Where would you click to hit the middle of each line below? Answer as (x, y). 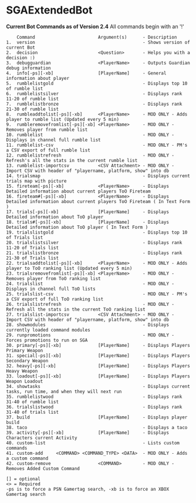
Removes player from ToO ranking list (53, 278)
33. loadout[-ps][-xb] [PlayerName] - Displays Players (98, 376)
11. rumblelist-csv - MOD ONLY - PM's (97, 145)
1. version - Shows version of (98, 42)
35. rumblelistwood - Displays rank (94, 397)
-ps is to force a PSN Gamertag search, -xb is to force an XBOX (87, 489)
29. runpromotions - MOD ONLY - (90, 335)
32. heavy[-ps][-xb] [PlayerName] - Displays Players (98, 366)
